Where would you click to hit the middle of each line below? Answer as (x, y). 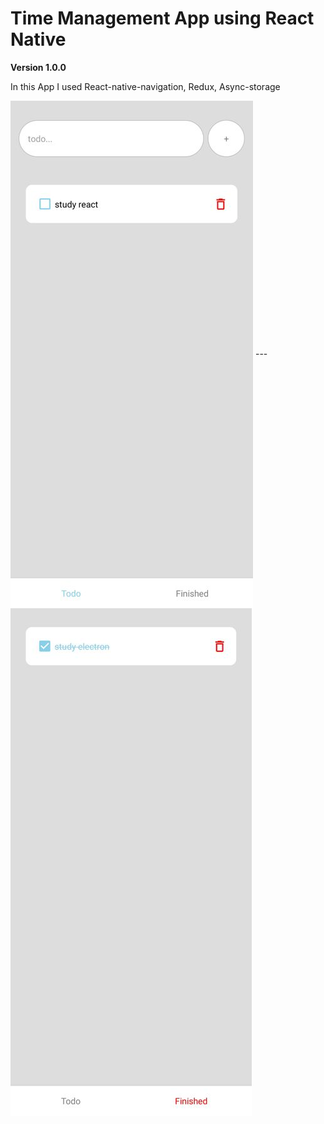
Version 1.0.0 (38, 67)
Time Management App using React (162, 18)
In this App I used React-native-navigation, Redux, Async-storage (145, 86)
